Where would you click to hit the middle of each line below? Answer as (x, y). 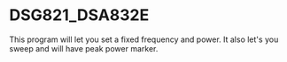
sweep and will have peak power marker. (84, 48)
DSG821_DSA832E (79, 15)
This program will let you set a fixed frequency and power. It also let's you (144, 39)
